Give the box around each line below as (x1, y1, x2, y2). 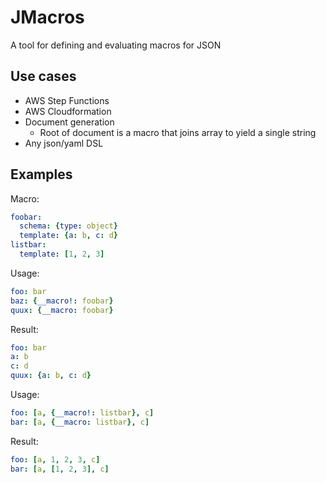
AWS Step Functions (24, 94, 110, 106)
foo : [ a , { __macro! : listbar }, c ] (10, 408, 155, 418)
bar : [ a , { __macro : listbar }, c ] (10, 417, 150, 427)
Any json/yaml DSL (24, 137, 104, 149)
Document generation (24, 116, 115, 128)
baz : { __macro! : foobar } (10, 296, 114, 306)
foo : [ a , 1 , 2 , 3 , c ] (10, 454, 101, 465)
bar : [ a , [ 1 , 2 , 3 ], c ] (10, 464, 110, 474)
